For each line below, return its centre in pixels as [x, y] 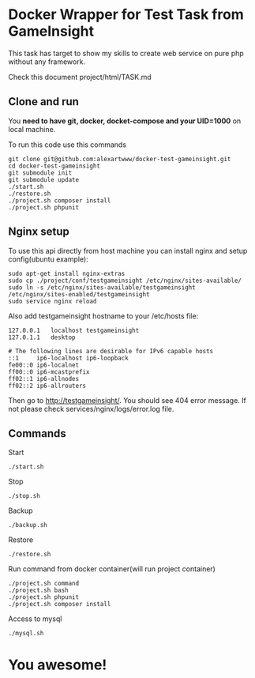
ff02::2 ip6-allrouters [47, 386]
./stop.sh [24, 496]
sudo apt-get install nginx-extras [67, 273]
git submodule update [44, 179]
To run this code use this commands [67, 145]
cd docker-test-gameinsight [54, 166]
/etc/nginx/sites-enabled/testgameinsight [79, 294]
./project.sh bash [38, 590]
